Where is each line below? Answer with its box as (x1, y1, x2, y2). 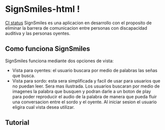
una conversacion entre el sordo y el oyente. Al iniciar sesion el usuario (12, 99, 157, 105)
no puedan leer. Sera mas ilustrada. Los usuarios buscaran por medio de (12, 83, 160, 89)
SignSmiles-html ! (5, 3, 80, 15)
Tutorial (5, 119, 30, 127)
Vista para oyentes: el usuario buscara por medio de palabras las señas (12, 67, 158, 73)
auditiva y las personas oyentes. (5, 30, 70, 36)
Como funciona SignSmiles (5, 44, 90, 53)
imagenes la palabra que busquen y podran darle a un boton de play (12, 88, 151, 94)
